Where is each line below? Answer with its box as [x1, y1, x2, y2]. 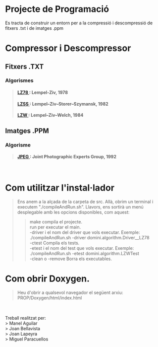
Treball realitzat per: [5, 315, 46, 321]
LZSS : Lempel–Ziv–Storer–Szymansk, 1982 [17, 101, 109, 107]
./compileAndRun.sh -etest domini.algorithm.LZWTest [29, 250, 140, 256]
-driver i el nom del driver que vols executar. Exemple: [29, 229, 140, 235]
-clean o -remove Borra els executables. [29, 256, 112, 262]
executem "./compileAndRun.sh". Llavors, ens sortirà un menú [17, 204, 144, 209]
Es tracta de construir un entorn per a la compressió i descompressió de [5, 20, 153, 26]
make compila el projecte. [29, 218, 83, 224]
